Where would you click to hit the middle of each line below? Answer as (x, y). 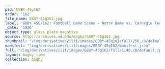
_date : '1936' (20, 28)
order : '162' (18, 14)
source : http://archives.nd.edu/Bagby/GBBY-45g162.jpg (62, 37)
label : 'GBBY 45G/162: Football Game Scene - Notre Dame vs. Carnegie (79, 23)
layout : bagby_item (25, 55)
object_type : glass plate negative (41, 32)
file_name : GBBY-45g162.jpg (34, 18)
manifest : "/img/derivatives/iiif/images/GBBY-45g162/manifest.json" (78, 46)
